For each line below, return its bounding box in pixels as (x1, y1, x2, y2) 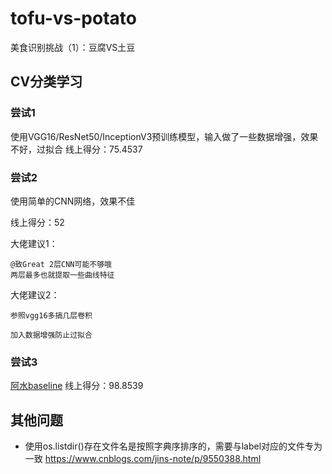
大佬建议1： (10, 237, 58, 249)
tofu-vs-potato (10, 7, 137, 30)
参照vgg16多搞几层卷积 (10, 310, 93, 321)
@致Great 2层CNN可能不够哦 (10, 259, 112, 269)
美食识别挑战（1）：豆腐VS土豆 (10, 41, 136, 53)
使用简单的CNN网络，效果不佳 (10, 195, 136, 207)
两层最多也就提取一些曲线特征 (10, 270, 115, 280)
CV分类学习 (10, 73, 83, 91)
